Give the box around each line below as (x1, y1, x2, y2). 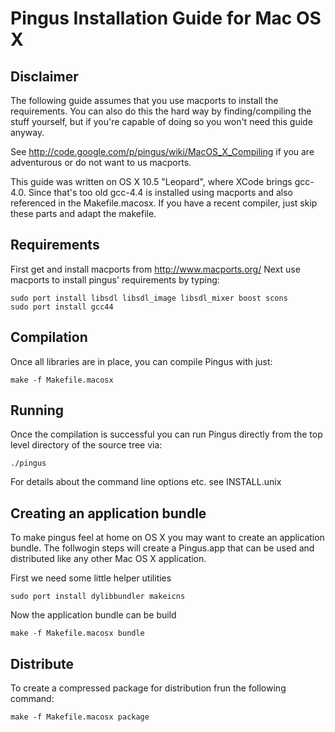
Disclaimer (10, 68, 79, 85)
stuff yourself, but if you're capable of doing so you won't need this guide (10, 116, 313, 127)
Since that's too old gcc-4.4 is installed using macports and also (28, 187, 293, 198)
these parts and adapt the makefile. (10, 208, 157, 219)
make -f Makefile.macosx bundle (10, 628, 145, 639)
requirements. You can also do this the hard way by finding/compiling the (10, 105, 312, 117)
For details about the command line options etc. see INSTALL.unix (10, 476, 282, 488)
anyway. (10, 127, 45, 138)
